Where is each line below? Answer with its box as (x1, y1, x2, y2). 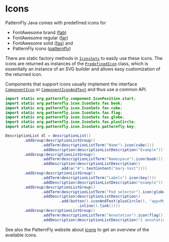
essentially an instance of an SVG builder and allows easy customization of (5, 66, 161, 72)
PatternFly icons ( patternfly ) (12, 45, 71, 51)
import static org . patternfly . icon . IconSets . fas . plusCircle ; (5, 119, 136, 125)
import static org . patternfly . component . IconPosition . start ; (5, 96, 136, 101)
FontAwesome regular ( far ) (12, 35, 68, 41)
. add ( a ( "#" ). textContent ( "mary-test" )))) (59, 166, 147, 171)
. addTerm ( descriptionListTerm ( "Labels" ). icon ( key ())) (41, 175, 156, 180)
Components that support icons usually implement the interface (5, 81, 137, 87)
